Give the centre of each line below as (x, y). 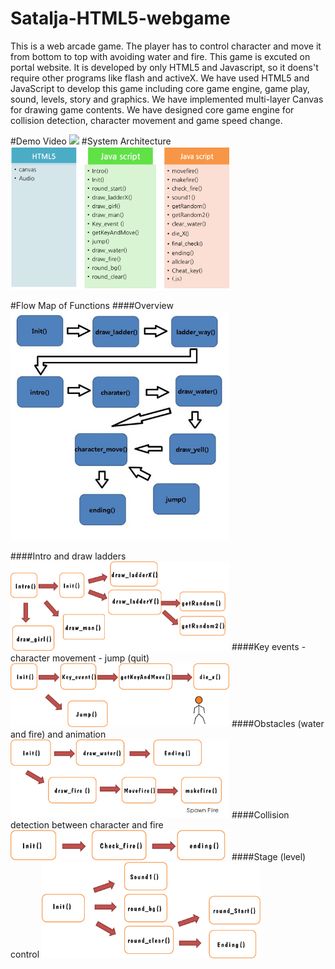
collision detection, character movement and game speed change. (146, 120)
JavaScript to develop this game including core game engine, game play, (160, 88)
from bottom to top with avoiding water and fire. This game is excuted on (160, 56)
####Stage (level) (269, 857)
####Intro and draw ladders (68, 556)
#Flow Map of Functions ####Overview (92, 306)
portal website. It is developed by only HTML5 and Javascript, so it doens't (164, 67)
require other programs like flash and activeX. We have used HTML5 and (160, 78)
